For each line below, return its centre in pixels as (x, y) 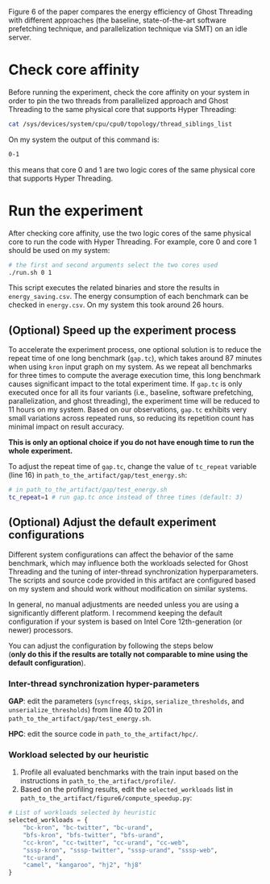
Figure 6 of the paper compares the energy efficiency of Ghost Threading (131, 12)
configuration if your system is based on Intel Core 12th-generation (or (125, 621)
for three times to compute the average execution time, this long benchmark (135, 376)
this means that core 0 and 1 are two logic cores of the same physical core (132, 169)
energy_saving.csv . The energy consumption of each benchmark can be (129, 297)
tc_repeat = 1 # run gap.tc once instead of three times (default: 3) (126, 498)
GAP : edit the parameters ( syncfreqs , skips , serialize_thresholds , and (126, 701)
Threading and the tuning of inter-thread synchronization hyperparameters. (134, 571)
